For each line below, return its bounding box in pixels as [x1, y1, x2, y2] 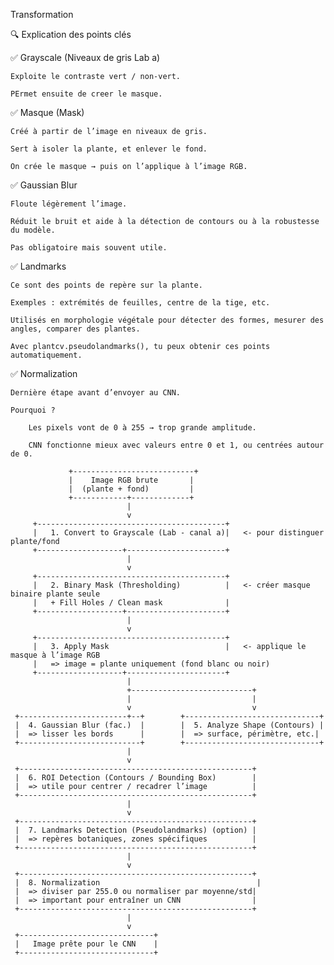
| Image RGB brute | [68, 475, 195, 485]
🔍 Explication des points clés [10, 29, 132, 40]
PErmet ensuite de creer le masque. [10, 89, 163, 99]
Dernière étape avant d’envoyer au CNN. [10, 388, 182, 398]
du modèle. [10, 225, 56, 235]
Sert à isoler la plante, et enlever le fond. [10, 144, 208, 154]
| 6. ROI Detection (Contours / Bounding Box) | [14, 773, 257, 783]
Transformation [10, 9, 74, 20]
